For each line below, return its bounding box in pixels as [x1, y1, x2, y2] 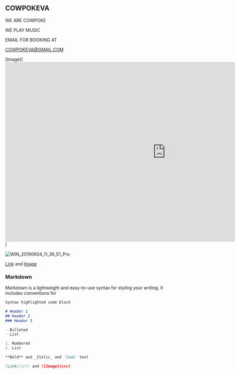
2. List [5, 346, 22, 351]
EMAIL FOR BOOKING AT [5, 37, 57, 43]
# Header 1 [5, 309, 28, 314]
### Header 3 [5, 318, 33, 323]
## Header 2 [5, 313, 30, 318]
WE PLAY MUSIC [5, 27, 41, 33]
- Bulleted [5, 327, 28, 332]
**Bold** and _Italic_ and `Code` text [5, 355, 89, 360]
